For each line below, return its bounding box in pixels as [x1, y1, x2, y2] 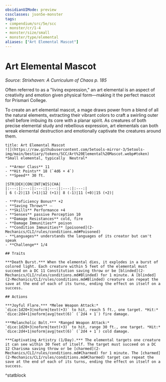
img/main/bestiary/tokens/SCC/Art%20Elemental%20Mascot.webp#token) [5, 151, 150, 156]
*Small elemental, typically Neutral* [5, 155, 88, 161]
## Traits [5, 251, 26, 256]
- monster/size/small [5, 30, 50, 35]
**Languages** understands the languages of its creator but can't [9, 234, 152, 239]
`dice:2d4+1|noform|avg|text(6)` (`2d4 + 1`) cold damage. [5, 329, 130, 334]
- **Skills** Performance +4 [5, 207, 65, 213]
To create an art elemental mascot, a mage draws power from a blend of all [5, 107, 159, 113]
